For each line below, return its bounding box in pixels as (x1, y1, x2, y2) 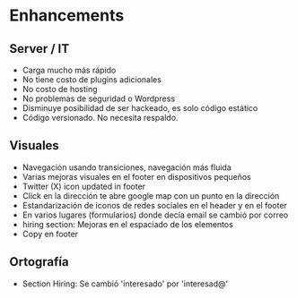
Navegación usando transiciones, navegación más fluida (22, 162, 231, 173)
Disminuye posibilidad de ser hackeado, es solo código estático (22, 103, 258, 113)
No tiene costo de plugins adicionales (22, 74, 162, 85)
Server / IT (9, 41, 70, 56)
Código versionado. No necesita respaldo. (22, 113, 179, 123)
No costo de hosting (22, 84, 98, 94)
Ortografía (9, 254, 69, 269)
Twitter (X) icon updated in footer (22, 181, 146, 192)
